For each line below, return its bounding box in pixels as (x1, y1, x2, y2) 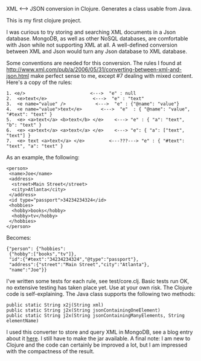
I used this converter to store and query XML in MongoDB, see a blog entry (6, 328, 193, 336)
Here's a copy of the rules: (6, 78, 72, 86)
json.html (6, 72, 29, 79)
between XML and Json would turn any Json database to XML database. (6, 48, 187, 55)
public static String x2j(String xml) (6, 302, 104, 308)
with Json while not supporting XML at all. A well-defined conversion (6, 42, 178, 48)
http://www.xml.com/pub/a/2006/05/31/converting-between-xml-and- (6, 66, 182, 73)
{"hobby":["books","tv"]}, (8, 251, 77, 257)
